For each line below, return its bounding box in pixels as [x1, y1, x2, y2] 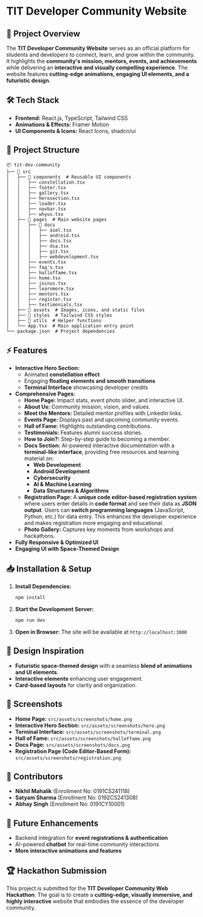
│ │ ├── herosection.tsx [6, 195, 80, 201]
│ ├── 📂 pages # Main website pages [6, 216, 107, 222]
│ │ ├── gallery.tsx [6, 190, 69, 196]
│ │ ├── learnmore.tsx [6, 286, 75, 292]
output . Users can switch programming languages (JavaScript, [24, 506, 185, 514]
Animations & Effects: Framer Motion [15, 120, 109, 128]
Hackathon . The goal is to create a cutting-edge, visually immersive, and [6, 891, 193, 899]
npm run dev [15, 617, 45, 623]
